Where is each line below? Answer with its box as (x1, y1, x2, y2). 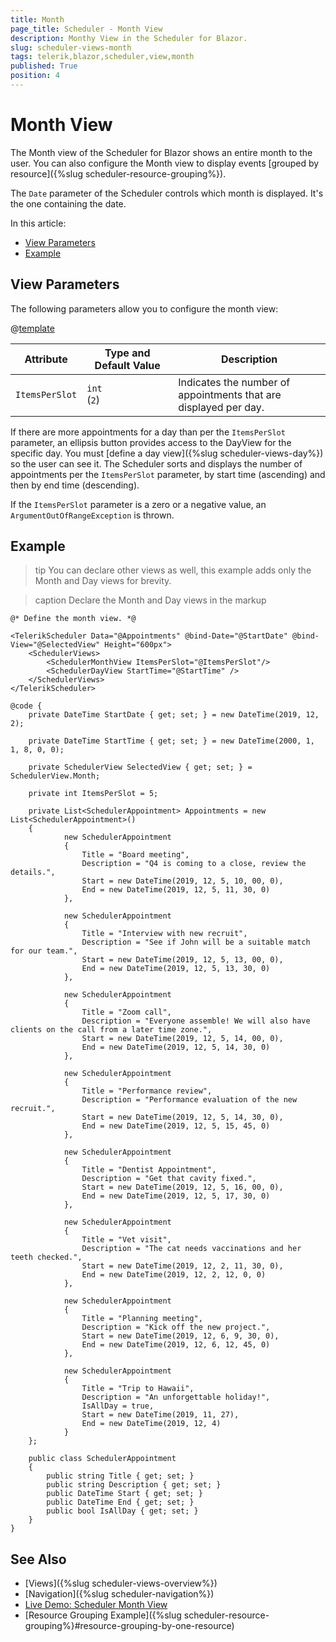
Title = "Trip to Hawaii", (81, 1384, 195, 1394)
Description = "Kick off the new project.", (81, 1322, 271, 1333)
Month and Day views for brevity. (34, 575, 172, 587)
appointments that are (178, 387, 282, 401)
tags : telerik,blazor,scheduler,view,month (10, 52, 195, 62)
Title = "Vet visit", (81, 1235, 172, 1245)
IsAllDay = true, (81, 1401, 155, 1411)
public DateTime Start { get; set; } (46, 1489, 203, 1499)
